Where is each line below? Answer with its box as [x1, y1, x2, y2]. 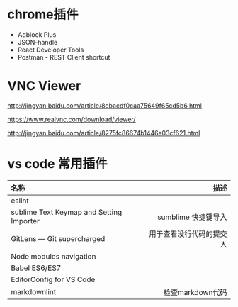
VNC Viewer [7, 78, 81, 94]
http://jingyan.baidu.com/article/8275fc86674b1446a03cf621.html [7, 128, 200, 137]
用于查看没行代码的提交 [148, 228, 227, 238]
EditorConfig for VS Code [11, 274, 96, 284]
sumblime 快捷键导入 [157, 212, 227, 222]
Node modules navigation [11, 251, 96, 261]
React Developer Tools [17, 45, 84, 54]
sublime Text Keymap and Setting [11, 207, 123, 217]
